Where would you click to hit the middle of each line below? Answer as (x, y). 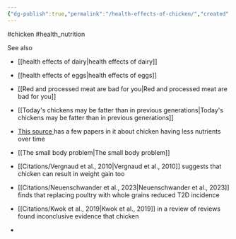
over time (31, 139)
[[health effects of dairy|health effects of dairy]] (87, 62)
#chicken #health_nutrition (46, 34)
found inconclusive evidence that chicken (78, 216)
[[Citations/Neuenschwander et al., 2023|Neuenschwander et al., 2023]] (123, 187)
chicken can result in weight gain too (71, 173)
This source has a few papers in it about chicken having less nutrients (119, 131)
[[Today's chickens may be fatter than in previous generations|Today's (120, 110)
